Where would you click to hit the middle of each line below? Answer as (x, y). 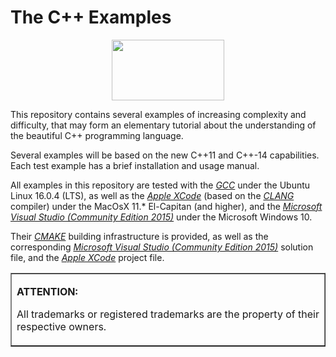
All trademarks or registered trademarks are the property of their (168, 314)
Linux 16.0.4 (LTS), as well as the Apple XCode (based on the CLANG (152, 195)
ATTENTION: (47, 291)
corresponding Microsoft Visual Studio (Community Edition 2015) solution (162, 247)
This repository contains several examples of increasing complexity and (158, 114)
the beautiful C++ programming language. (97, 135)
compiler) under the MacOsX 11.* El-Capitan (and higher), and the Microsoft (166, 206)
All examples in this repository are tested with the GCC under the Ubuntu (160, 185)
